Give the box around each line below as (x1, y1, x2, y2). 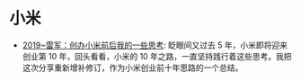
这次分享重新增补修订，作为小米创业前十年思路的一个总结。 (22, 62, 243, 73)
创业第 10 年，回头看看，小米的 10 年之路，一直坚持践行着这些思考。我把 (22, 50, 292, 61)
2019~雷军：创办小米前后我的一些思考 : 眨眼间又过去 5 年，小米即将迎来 (22, 40, 288, 50)
